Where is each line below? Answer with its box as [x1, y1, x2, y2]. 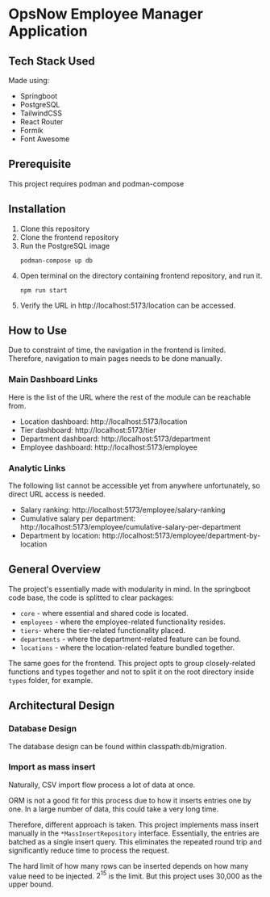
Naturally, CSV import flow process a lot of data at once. [8, 780, 196, 790]
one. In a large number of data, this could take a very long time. [8, 804, 219, 814]
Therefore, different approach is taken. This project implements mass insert [8, 819, 260, 829]
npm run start [19, 286, 68, 295]
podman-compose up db [19, 256, 93, 265]
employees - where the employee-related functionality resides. [19, 617, 226, 627]
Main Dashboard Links [8, 374, 98, 385]
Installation [8, 203, 66, 216]
